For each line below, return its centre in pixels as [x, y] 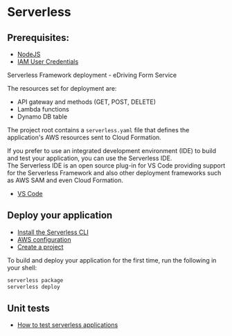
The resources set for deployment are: [62, 88]
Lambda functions [43, 109]
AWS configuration [44, 239]
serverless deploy [34, 287]
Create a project [40, 247]
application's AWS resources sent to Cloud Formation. [84, 137]
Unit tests [28, 308]
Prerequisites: [38, 38]
